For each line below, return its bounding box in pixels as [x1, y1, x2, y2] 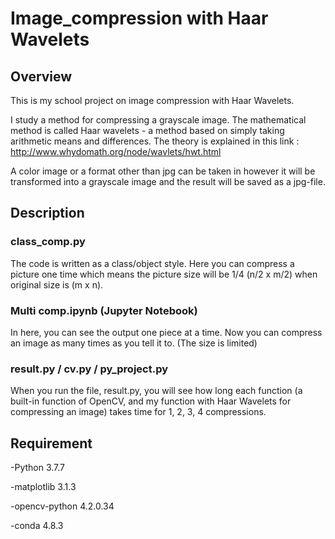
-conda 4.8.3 [10, 520, 64, 532]
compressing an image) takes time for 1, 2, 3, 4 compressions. [10, 406, 267, 418]
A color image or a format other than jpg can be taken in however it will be [10, 165, 316, 177]
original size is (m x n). [10, 278, 104, 291]
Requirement [10, 435, 93, 452]
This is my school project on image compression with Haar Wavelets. [10, 95, 295, 106]
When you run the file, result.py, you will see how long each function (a [10, 385, 303, 397]
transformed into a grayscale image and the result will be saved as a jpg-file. [10, 176, 326, 187]
